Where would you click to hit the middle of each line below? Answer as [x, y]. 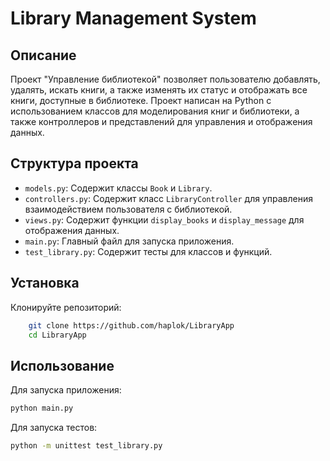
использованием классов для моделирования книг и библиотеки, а [155, 111]
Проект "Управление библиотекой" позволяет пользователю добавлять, [165, 79]
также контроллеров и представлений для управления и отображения [161, 121]
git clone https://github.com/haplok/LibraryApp [131, 325]
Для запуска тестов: [54, 428]
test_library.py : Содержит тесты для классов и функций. [148, 251]
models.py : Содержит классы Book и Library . [118, 188]
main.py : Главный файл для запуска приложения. [129, 241]
